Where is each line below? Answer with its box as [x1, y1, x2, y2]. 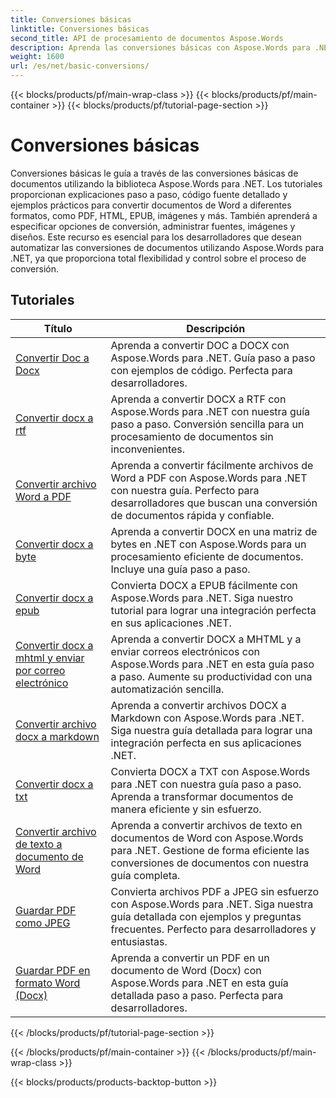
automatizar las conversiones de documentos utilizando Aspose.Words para [10, 241, 325, 253]
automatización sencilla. [110, 682, 225, 696]
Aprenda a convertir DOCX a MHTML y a [110, 632, 302, 646]
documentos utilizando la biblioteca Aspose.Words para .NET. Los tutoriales [10, 177, 323, 190]
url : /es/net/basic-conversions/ [10, 61, 150, 71]
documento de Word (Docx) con [110, 963, 262, 977]
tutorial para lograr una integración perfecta [110, 603, 317, 617]
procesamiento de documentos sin [110, 429, 274, 443]
